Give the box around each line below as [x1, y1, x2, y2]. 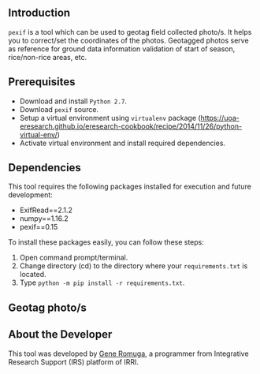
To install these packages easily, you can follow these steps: [8, 237, 205, 247]
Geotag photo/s [8, 301, 87, 314]
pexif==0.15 [19, 223, 58, 232]
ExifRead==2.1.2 [19, 205, 73, 215]
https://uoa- [200, 113, 240, 122]
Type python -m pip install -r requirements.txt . [19, 278, 185, 287]
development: [8, 190, 53, 200]
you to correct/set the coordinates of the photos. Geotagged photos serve [8, 36, 250, 45]
